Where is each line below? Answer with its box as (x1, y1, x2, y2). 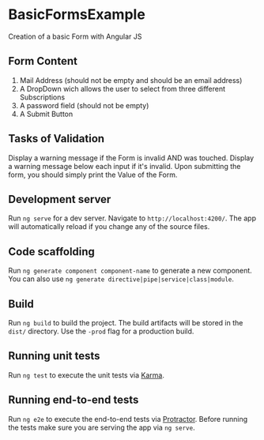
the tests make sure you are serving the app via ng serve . (8, 423, 195, 432)
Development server (8, 192, 111, 206)
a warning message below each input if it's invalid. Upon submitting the (8, 161, 241, 171)
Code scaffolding (8, 245, 95, 258)
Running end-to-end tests (8, 393, 139, 407)
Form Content (8, 55, 77, 68)
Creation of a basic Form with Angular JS (8, 32, 142, 41)
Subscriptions (19, 92, 66, 102)
